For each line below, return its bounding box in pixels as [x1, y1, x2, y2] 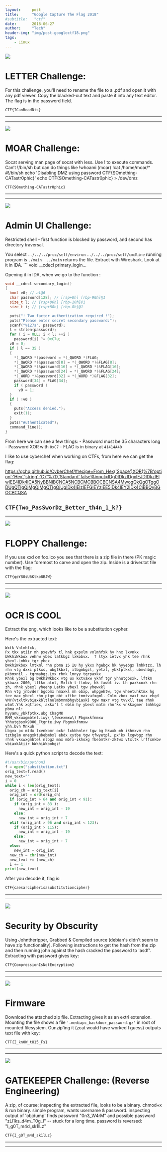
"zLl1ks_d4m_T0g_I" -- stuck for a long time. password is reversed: [5, 1118, 143, 1124]
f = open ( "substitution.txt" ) [5, 765, 68, 769]
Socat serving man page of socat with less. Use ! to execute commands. [5, 159, 154, 165]
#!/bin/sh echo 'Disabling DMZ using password [5, 170, 101, 176]
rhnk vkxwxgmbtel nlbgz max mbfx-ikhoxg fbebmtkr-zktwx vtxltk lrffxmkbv [5, 737, 162, 742]
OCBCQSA [5, 489, 27, 495]
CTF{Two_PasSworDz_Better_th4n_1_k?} [5, 504, 122, 511]
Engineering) [5, 1086, 60, 1097]
